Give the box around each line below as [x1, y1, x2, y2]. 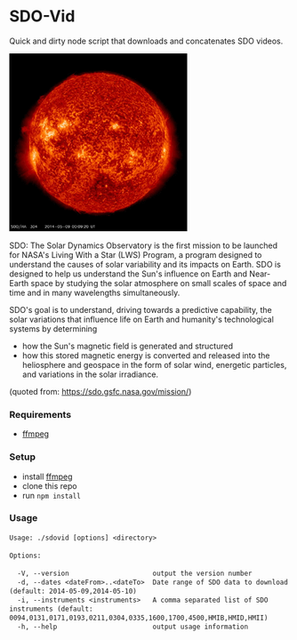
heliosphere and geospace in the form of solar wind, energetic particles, [21, 359, 287, 370]
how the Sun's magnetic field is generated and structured [21, 340, 234, 351]
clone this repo [21, 480, 77, 491]
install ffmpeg [21, 471, 73, 482]
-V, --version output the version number [17, 569, 253, 578]
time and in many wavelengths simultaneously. [9, 287, 181, 298]
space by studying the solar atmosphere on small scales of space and [30, 277, 287, 288]
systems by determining [9, 323, 98, 334]
